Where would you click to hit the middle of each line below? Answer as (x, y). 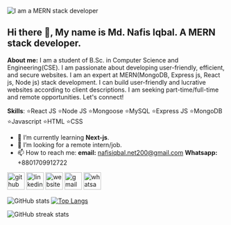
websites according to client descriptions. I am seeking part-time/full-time (113, 90)
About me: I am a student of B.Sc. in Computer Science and (93, 60)
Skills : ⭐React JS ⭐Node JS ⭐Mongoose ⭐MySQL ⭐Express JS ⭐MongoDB (115, 110)
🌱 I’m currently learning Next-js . (63, 137)
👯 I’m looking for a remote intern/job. (70, 144)
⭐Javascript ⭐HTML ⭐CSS (45, 121)
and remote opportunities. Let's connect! (66, 97)
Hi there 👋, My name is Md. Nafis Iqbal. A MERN (111, 32)
